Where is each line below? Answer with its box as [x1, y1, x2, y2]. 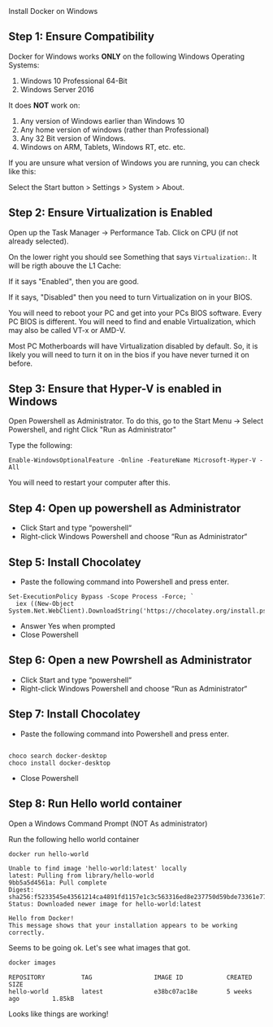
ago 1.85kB [8, 995, 75, 1003]
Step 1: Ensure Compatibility [8, 30, 154, 44]
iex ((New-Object [15, 600, 75, 608]
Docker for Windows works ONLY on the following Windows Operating [8, 51, 245, 61]
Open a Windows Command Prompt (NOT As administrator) [8, 819, 208, 828]
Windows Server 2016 [19, 84, 95, 94]
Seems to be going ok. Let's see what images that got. [8, 943, 191, 953]
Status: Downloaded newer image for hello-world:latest [8, 900, 201, 909]
